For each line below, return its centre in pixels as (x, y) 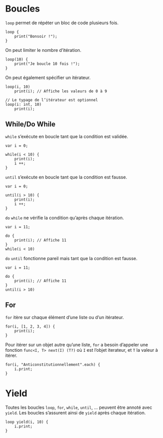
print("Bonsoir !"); (36, 36)
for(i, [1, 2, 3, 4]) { (30, 326)
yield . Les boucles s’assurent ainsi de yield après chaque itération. (75, 413)
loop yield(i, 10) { (27, 422)
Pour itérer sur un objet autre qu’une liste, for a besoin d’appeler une (77, 345)
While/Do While (30, 124)
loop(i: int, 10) (23, 104)
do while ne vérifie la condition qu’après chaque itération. (65, 218)
